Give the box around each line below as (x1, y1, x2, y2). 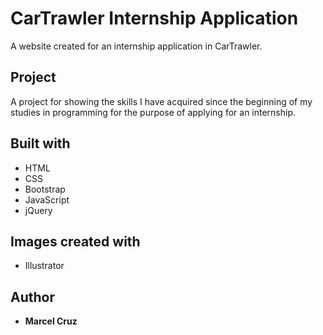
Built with (10, 135, 71, 152)
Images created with (10, 233, 141, 250)
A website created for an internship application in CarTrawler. (10, 40, 263, 52)
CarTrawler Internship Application (10, 7, 299, 30)
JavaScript (24, 193, 70, 206)
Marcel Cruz (24, 315, 78, 327)
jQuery (24, 204, 53, 216)
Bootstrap (24, 183, 66, 195)
